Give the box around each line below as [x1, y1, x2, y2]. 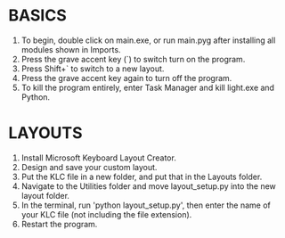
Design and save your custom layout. [20, 161, 158, 172]
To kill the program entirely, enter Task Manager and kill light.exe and [20, 82, 275, 93]
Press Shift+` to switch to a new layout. [20, 63, 165, 74]
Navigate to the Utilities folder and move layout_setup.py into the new [20, 180, 277, 192]
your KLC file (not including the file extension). [20, 209, 192, 219]
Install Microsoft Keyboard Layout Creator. [20, 152, 177, 163]
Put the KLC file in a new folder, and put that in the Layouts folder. [20, 171, 263, 182]
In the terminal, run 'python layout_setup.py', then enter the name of [20, 200, 271, 210]
